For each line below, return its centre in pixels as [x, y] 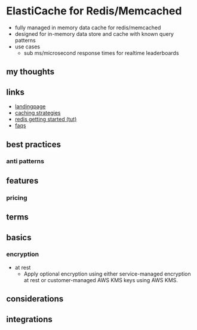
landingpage [30, 106]
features [22, 181]
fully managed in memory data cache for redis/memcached [88, 27]
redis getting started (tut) [46, 119]
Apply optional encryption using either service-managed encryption [107, 274]
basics [19, 237]
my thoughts [30, 72]
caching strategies [38, 113]
